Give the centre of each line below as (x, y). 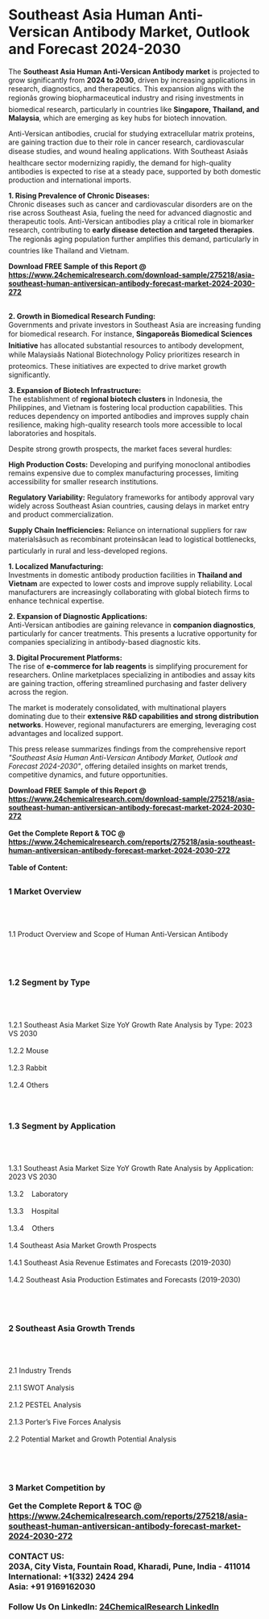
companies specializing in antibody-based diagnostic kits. (105, 642)
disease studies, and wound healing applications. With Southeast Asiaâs (128, 151)
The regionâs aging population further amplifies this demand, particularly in (134, 239)
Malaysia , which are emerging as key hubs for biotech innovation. (118, 118)
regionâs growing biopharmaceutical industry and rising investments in (126, 98)
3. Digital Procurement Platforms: (65, 657)
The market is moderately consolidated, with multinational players (118, 707)
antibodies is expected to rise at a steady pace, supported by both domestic (135, 171)
